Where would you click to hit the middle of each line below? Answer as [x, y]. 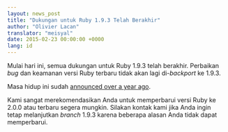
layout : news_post [34, 14]
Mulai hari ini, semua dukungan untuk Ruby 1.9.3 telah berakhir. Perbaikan [113, 66]
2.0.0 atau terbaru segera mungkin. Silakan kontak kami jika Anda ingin [109, 107]
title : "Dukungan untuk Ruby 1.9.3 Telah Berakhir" [84, 20]
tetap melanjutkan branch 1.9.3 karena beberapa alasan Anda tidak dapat [112, 115]
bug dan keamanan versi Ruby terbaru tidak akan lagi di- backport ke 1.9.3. [114, 73]
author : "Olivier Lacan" [43, 26]
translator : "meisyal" [40, 33]
